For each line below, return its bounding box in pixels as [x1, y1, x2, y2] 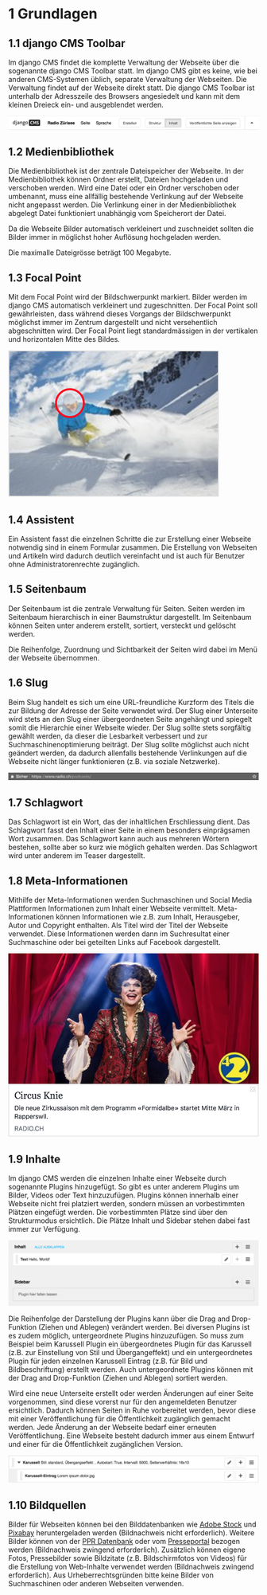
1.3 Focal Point [8, 271, 82, 284]
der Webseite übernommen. [8, 652, 100, 662]
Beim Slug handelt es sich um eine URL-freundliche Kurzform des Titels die [8, 697, 254, 707]
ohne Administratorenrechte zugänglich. [8, 559, 141, 570]
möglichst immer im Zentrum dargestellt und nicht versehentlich [8, 318, 218, 327]
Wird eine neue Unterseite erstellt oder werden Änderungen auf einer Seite [8, 1388, 254, 1398]
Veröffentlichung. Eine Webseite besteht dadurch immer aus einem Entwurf [8, 1431, 255, 1440]
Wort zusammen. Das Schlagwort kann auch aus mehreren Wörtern [8, 834, 230, 844]
